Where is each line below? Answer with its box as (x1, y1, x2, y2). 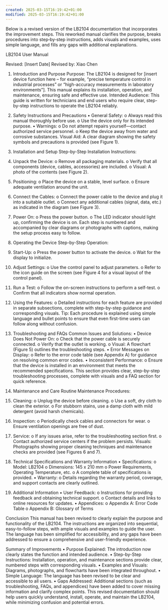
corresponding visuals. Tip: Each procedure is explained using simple (12, 310, 156, 316)
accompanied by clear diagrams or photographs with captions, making (12, 224, 159, 230)
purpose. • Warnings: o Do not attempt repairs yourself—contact (12, 123, 147, 129)
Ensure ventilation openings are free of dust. (12, 423, 104, 429)
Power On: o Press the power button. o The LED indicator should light (12, 213, 156, 220)
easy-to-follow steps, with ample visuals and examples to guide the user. (5, 525, 156, 531)
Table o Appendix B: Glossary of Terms (12, 505, 94, 511)
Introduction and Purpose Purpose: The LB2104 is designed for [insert (12, 70, 158, 76)
